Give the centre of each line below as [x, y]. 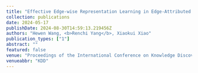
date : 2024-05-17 [27, 22]
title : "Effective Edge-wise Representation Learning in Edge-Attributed [99, 11]
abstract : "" [22, 45]
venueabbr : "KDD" [27, 61]
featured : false [26, 50]
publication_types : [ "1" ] [38, 39]
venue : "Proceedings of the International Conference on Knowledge [91, 55]
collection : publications [38, 17]
